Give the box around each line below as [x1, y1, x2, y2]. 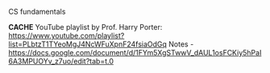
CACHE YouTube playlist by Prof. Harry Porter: [8, 22, 163, 31]
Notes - [168, 39, 194, 49]
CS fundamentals [8, 7, 66, 16]
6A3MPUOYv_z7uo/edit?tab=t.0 [8, 56, 114, 66]
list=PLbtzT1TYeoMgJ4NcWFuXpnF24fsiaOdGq [8, 39, 168, 49]
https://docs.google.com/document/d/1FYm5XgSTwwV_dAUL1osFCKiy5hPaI [8, 48, 262, 57]
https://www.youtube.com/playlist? [8, 31, 125, 40]
